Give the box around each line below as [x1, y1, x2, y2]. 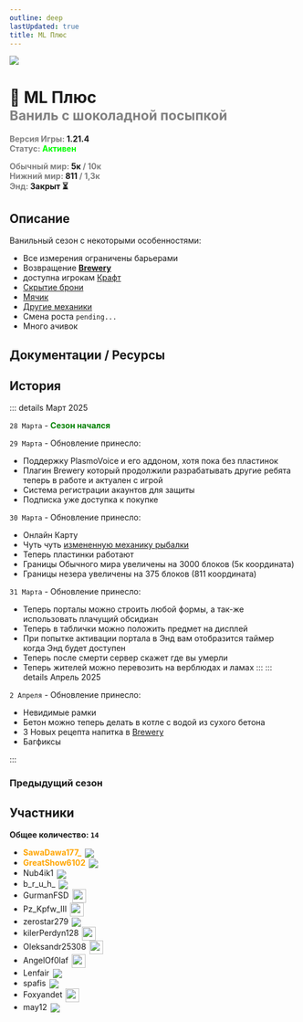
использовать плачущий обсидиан [22, 614, 159, 625]
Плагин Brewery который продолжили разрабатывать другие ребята [22, 465, 292, 476]
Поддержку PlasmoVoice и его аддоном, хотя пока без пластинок [22, 456, 278, 467]
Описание [9, 211, 70, 227]
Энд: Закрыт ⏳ [9, 181, 68, 192]
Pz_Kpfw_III [22, 903, 68, 914]
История [9, 378, 61, 394]
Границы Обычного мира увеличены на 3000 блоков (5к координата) [22, 559, 295, 570]
